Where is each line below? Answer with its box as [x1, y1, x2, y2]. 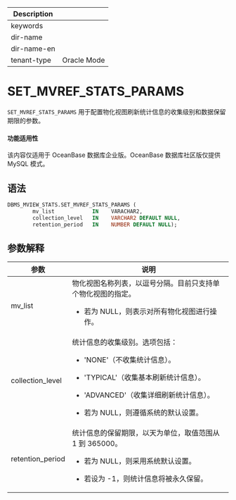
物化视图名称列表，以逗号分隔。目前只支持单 [72, 278, 220, 288]
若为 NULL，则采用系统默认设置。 [84, 456, 197, 466]
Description [13, 9, 53, 18]
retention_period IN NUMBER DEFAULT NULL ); [32, 221, 178, 228]
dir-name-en [11, 44, 56, 54]
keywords [11, 21, 44, 30]
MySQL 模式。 [7, 160, 49, 168]
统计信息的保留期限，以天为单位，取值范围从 [72, 428, 220, 438]
